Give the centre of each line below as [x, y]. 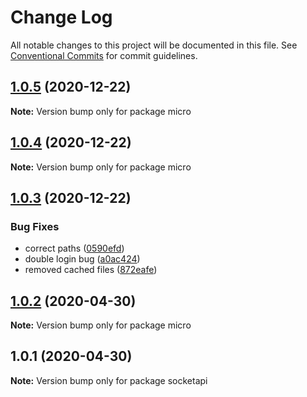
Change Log [61, 17]
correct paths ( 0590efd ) [74, 248]
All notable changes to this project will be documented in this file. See [154, 45]
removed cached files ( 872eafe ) [91, 270]
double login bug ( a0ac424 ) [82, 259]
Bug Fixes [35, 226]
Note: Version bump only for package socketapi [109, 380]
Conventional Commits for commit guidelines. [104, 55]
